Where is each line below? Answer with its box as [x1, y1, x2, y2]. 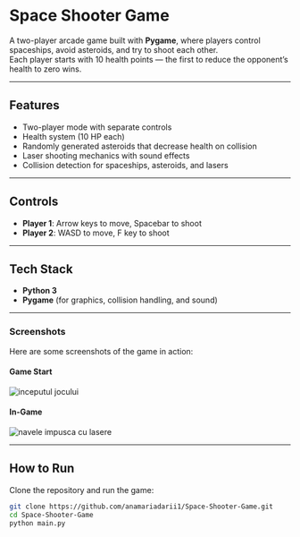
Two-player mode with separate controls [21, 122, 172, 132]
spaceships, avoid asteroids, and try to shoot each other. [9, 44, 219, 55]
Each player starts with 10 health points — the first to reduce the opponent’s [9, 54, 288, 64]
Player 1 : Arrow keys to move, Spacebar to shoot [21, 217, 203, 228]
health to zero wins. [9, 64, 82, 74]
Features [9, 98, 60, 113]
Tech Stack [9, 261, 73, 277]
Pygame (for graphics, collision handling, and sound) [21, 294, 219, 305]
